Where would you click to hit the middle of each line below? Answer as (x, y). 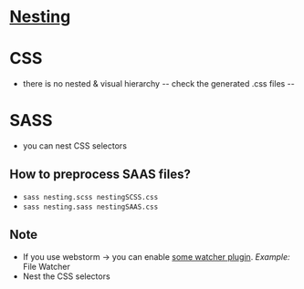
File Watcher (47, 266)
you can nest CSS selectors (75, 146)
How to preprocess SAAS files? (100, 175)
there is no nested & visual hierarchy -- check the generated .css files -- (158, 84)
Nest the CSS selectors (67, 276)
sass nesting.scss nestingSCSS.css (90, 197)
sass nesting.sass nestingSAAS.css (90, 207)
